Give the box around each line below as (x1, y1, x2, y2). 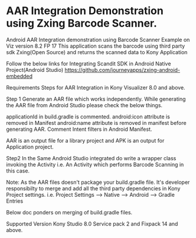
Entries (6, 197, 24, 204)
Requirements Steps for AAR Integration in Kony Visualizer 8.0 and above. (6, 84, 185, 91)
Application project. (6, 143, 54, 150)
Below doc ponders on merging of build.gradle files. (6, 209, 133, 216)
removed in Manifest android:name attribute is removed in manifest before (6, 119, 187, 126)
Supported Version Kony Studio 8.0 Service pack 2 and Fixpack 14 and (6, 220, 178, 227)
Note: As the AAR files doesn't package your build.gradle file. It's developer (6, 178, 190, 186)
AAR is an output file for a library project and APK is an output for (6, 137, 165, 144)
